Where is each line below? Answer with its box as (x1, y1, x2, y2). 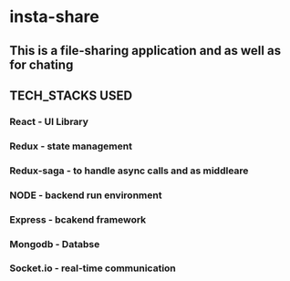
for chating (9, 57, 74, 72)
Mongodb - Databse (9, 237, 100, 250)
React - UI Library (9, 115, 89, 128)
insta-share (9, 6, 100, 27)
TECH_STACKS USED (9, 88, 133, 103)
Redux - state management (9, 140, 132, 152)
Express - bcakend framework (9, 213, 147, 225)
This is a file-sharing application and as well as (9, 43, 281, 58)
